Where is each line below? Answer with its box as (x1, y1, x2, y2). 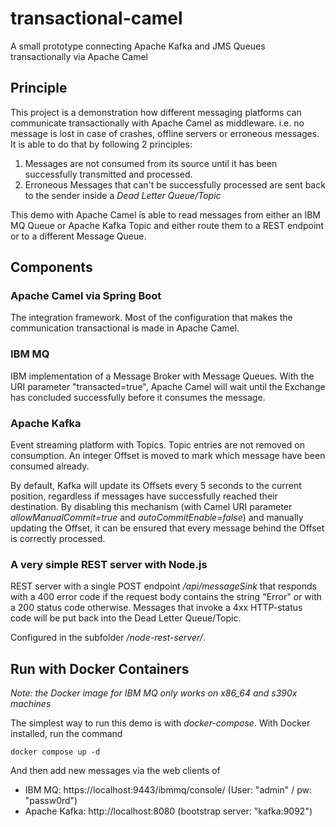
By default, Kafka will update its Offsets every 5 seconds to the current (10, 480, 302, 492)
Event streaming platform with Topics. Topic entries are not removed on (10, 439, 306, 451)
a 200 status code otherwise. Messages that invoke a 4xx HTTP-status (10, 602, 303, 614)
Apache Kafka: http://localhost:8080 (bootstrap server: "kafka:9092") (24, 805, 313, 817)
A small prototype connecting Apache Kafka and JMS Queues (10, 40, 266, 52)
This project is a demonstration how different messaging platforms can (10, 106, 302, 118)
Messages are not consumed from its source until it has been (24, 157, 278, 169)
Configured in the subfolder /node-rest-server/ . (10, 632, 206, 644)
